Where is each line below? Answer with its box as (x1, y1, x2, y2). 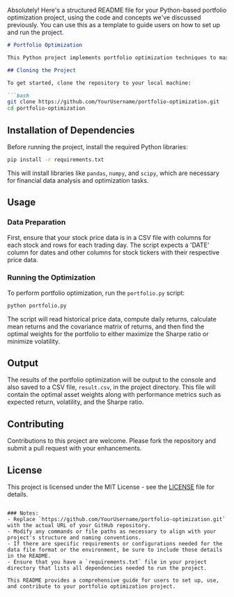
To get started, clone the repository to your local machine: (7, 80, 192, 86)
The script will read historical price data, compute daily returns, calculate (7, 315, 217, 323)
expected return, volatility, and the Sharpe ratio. (7, 398, 144, 407)
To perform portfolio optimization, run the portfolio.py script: (7, 289, 185, 297)
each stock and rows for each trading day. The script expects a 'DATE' (7, 241, 210, 249)
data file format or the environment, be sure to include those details (7, 547, 223, 554)
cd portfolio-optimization (7, 105, 86, 112)
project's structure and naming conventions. (7, 534, 141, 541)
